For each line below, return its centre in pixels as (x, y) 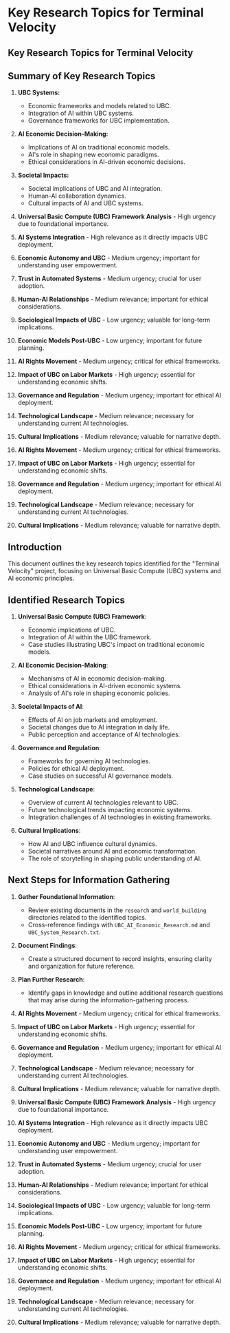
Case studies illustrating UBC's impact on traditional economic (116, 645)
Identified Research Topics (67, 600)
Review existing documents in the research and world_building (117, 910)
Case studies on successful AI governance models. (101, 776)
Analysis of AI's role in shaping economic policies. (99, 693)
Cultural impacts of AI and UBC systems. (85, 203)
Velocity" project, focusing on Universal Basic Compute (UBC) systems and (115, 571)
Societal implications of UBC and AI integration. (95, 189)
